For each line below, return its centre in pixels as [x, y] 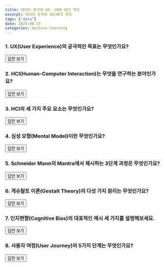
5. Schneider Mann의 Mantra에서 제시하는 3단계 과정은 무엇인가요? [83, 163]
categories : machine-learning [36, 28]
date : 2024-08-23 [23, 24]
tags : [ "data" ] [21, 19]
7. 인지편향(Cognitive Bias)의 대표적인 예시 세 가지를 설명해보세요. [80, 218]
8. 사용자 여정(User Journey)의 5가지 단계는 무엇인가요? [69, 246]
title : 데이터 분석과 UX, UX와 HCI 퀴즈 [42, 10]
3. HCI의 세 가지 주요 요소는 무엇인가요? [50, 109]
